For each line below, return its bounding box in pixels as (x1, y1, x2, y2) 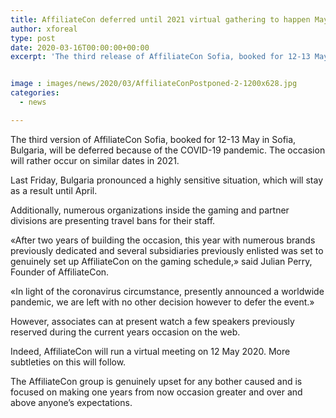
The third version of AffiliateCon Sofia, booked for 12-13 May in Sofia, (10, 133, 297, 145)
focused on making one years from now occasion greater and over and (10, 386, 303, 398)
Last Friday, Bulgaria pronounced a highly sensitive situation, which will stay (10, 174, 323, 186)
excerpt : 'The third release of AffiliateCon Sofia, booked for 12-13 (10, 52, 311, 62)
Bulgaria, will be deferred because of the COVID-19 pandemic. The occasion (10, 144, 326, 156)
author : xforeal (10, 24, 78, 34)
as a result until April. (10, 184, 98, 196)
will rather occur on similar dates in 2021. (10, 154, 180, 166)
